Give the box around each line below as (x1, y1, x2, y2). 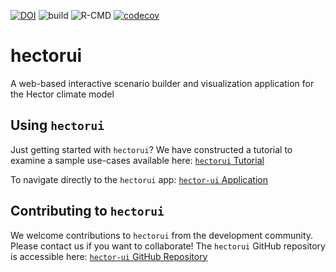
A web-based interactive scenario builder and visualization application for (10, 77, 315, 89)
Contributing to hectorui (10, 203, 165, 220)
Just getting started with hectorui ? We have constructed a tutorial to (10, 143, 293, 155)
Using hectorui (10, 117, 105, 134)
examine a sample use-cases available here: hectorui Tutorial (10, 154, 265, 166)
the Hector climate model (10, 88, 115, 100)
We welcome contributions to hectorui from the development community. (10, 229, 314, 241)
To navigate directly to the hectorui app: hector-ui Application (10, 173, 268, 185)
